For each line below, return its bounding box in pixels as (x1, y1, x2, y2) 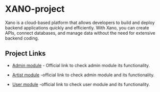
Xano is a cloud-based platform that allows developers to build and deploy (5, 20, 155, 25)
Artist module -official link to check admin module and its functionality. (12, 72, 155, 78)
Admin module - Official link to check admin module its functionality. (12, 62, 150, 68)
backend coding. (5, 35, 39, 41)
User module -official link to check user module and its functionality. (12, 81, 150, 87)
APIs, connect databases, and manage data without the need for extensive (5, 30, 156, 36)
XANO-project (5, 3, 65, 15)
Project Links (5, 49, 46, 58)
